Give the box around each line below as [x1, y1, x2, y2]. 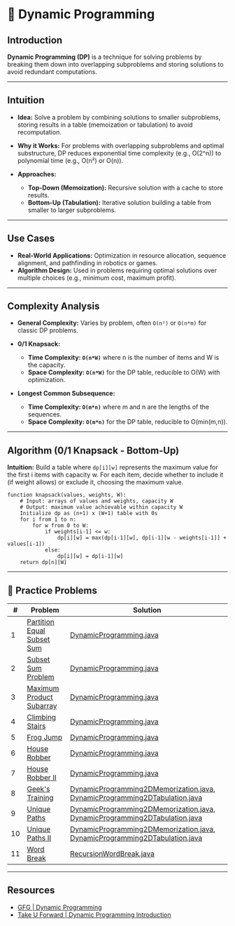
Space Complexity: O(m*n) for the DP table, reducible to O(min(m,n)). [27, 418, 228, 426]
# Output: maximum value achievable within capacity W [20, 504, 183, 511]
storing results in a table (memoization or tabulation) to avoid [17, 120, 193, 129]
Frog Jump [27, 733, 63, 743]
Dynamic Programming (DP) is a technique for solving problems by [7, 52, 202, 61]
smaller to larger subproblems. [27, 206, 117, 214]
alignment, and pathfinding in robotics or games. [17, 258, 158, 267]
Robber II [27, 773, 57, 783]
